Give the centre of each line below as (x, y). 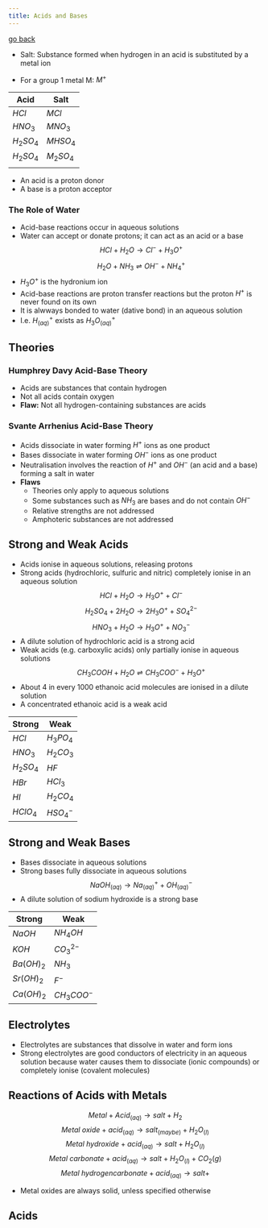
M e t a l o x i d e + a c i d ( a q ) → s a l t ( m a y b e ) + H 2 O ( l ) (135, 1131)
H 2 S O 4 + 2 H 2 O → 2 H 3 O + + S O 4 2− (141, 611)
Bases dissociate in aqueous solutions (83, 862)
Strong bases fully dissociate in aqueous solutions (103, 870)
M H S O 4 (61, 142)
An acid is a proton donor (62, 180)
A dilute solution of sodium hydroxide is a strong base (109, 899)
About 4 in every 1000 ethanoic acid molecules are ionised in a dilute (134, 687)
